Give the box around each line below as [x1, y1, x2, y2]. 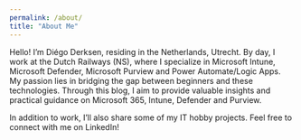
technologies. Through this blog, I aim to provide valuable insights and [9, 85, 271, 96]
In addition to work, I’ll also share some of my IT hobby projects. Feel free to [9, 112, 292, 123]
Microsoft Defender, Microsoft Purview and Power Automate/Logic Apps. [9, 65, 282, 77]
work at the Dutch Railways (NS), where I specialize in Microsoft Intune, [9, 56, 276, 67]
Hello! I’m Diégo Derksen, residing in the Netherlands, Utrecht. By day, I [9, 46, 276, 57]
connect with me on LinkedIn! [9, 121, 119, 132]
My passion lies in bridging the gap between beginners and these [9, 75, 253, 86]
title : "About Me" [9, 22, 79, 31]
